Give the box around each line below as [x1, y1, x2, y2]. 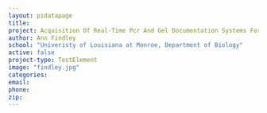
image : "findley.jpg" [8, 64, 80, 72]
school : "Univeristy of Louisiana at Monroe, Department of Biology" [8, 41, 244, 49]
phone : [8, 85, 30, 94]
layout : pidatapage [8, 11, 73, 20]
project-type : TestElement [8, 56, 98, 64]
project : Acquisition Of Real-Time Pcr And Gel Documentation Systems [8, 26, 247, 34]
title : [8, 19, 30, 27]
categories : [8, 71, 48, 79]
